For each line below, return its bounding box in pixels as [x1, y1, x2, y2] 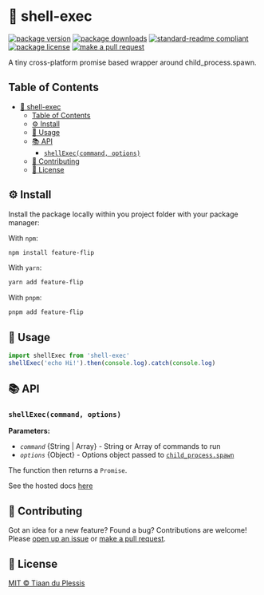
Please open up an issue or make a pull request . [8, 534, 166, 544]
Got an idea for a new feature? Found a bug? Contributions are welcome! [8, 526, 247, 535]
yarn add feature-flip [8, 279, 84, 287]
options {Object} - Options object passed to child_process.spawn [19, 450, 234, 460]
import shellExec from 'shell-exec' [8, 351, 130, 359]
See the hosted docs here [8, 481, 93, 490]
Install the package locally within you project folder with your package [8, 209, 238, 219]
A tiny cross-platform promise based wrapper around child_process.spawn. [8, 58, 257, 67]
